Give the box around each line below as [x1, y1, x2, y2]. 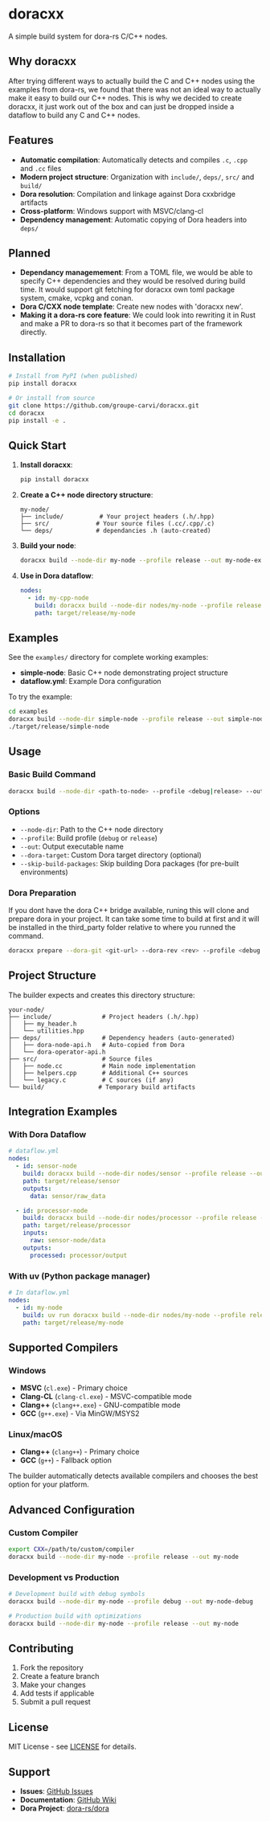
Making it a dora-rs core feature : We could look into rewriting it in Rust [19, 310, 256, 320]
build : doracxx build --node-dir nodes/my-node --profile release [35, 601, 262, 609]
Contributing [8, 1642, 74, 1655]
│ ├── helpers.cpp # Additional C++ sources [8, 1069, 189, 1077]
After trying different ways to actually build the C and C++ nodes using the [8, 76, 256, 85]
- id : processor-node [15, 1206, 88, 1214]
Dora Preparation [8, 887, 76, 898]
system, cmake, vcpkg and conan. [19, 293, 134, 303]
